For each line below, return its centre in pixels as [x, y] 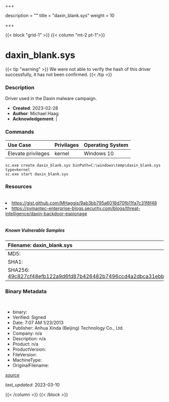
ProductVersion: [29, 349]
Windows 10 [99, 153]
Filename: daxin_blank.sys [40, 245]
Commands [20, 132]
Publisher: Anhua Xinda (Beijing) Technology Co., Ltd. [68, 328]
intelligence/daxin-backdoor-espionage [46, 214]
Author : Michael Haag [35, 114]
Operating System [106, 145]
